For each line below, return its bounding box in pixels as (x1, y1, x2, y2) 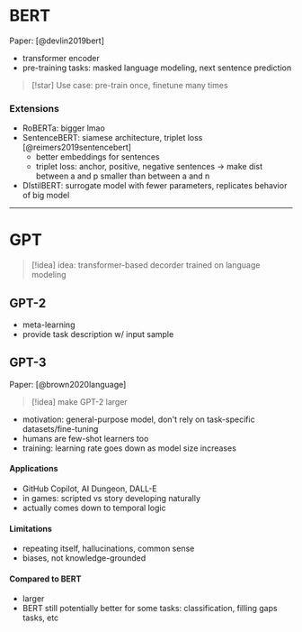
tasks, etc (22, 612, 59, 623)
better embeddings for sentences (35, 151, 160, 162)
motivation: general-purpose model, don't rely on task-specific (22, 414, 255, 425)
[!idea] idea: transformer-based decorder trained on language (31, 260, 261, 270)
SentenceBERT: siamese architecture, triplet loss (22, 133, 203, 143)
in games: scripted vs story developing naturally (22, 493, 200, 503)
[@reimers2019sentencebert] (22, 142, 132, 153)
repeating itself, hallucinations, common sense (22, 543, 195, 554)
